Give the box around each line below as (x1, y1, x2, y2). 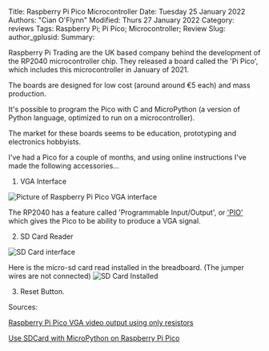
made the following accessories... (8, 161, 120, 171)
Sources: (8, 302, 38, 312)
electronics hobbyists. (8, 137, 82, 147)
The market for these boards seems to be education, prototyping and (8, 128, 237, 138)
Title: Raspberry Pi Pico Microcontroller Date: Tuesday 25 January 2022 (8, 7, 246, 16)
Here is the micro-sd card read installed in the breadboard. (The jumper (8, 263, 244, 272)
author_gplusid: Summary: (8, 32, 95, 42)
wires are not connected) (8, 272, 91, 280)
